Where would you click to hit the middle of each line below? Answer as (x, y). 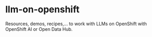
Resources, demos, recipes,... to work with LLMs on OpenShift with (76, 24)
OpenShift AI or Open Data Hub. (39, 29)
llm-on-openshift (42, 10)
